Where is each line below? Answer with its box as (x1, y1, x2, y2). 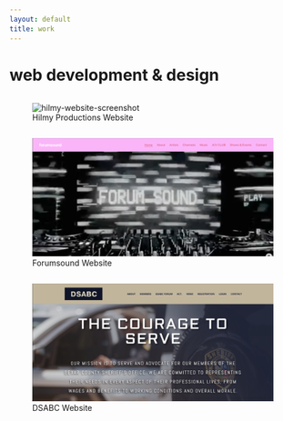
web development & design (9, 65, 220, 85)
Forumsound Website (32, 257, 112, 268)
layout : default (9, 15, 71, 24)
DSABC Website (32, 402, 93, 413)
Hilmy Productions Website (32, 112, 134, 123)
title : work (9, 24, 55, 34)
